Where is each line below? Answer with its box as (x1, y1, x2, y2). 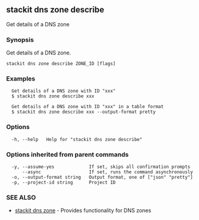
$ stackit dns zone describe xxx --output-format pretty (11, 109, 156, 115)
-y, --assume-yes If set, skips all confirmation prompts (11, 164, 191, 170)
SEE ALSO (6, 193, 36, 201)
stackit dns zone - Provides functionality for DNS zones (14, 207, 151, 214)
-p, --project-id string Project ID (11, 179, 116, 185)
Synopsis (6, 35, 34, 44)
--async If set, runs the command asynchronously (21, 169, 194, 175)
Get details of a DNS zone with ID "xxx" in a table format (11, 104, 164, 110)
